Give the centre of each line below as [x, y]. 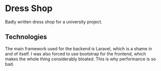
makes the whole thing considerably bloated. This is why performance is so [80, 59]
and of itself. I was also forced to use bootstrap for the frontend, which [76, 54]
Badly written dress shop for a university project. [54, 22]
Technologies [26, 37]
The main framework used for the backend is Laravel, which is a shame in [79, 48]
